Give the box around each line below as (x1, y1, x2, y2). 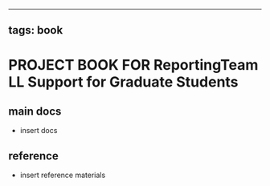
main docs (8, 104, 62, 118)
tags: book (8, 23, 63, 37)
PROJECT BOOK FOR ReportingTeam (8, 55, 259, 74)
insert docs (19, 126, 58, 135)
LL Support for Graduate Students (8, 73, 239, 91)
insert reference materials (19, 170, 106, 180)
